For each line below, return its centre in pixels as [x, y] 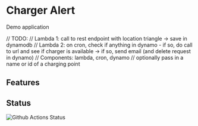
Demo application [28, 27]
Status [19, 103]
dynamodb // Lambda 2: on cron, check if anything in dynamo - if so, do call [99, 45]
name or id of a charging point [43, 64]
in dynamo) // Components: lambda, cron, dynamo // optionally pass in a [95, 57]
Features [23, 83]
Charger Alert [41, 10]
